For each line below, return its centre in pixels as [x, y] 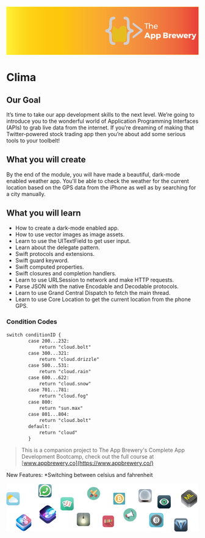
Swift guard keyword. [42, 260]
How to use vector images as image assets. [70, 234]
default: [39, 426]
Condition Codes [32, 321]
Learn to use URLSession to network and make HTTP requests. [95, 280]
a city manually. [26, 194]
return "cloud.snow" [65, 384]
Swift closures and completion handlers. [66, 273]
